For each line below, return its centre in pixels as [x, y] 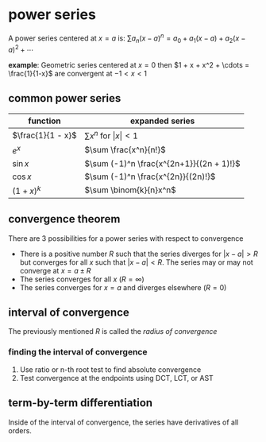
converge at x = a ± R [55, 270]
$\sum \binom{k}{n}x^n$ [130, 190]
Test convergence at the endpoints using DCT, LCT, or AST [117, 378]
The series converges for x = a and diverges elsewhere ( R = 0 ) [123, 287]
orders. [20, 430]
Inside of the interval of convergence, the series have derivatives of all [123, 422]
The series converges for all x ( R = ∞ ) [82, 279]
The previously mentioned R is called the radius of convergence [113, 331]
